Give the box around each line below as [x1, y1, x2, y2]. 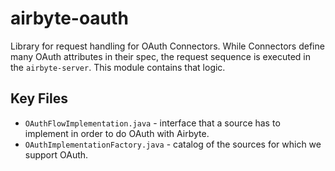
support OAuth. [24, 148, 89, 161]
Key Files [10, 90, 68, 107]
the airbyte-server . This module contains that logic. [10, 61, 226, 73]
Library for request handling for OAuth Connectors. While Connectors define [10, 40, 325, 52]
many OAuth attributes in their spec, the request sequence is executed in [10, 50, 311, 62]
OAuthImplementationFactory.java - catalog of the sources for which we [24, 138, 322, 150]
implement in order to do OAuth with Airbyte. [24, 127, 210, 139]
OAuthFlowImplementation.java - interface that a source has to [24, 117, 281, 129]
